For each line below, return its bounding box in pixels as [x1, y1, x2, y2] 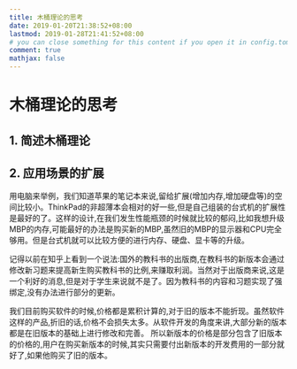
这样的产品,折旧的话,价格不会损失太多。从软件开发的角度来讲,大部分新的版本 [9, 317, 287, 327]
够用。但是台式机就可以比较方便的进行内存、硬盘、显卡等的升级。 [9, 235, 249, 246]
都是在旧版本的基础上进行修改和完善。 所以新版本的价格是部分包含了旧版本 [9, 328, 283, 339]
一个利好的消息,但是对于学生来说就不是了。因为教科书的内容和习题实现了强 [9, 276, 283, 287]
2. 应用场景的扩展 [9, 165, 104, 181]
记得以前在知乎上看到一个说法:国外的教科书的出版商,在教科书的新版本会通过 [9, 254, 286, 265]
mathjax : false [9, 54, 65, 63]
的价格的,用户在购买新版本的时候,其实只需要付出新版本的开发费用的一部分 [9, 339, 278, 350]
